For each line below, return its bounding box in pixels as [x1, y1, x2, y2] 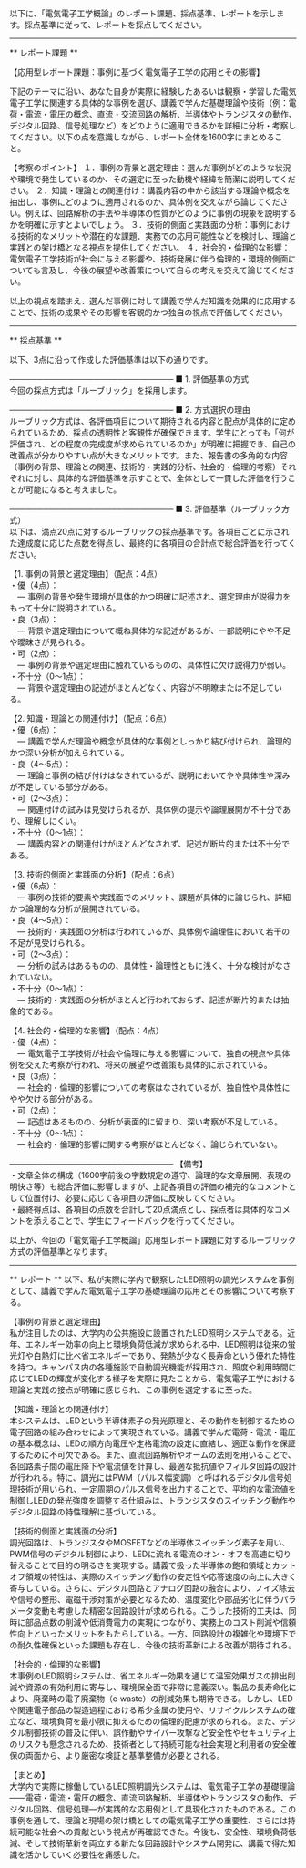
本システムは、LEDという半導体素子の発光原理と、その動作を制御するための [9, 1415, 296, 1426]
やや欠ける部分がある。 [9, 1093, 97, 1104]
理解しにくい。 [25, 816, 82, 826]
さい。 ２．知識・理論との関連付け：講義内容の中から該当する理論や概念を [9, 185, 291, 196]
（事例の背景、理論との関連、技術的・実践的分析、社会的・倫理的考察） [9, 461, 280, 472]
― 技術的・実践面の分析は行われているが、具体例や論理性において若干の [16, 926, 291, 937]
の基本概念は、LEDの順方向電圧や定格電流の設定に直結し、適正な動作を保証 [9, 1438, 296, 1449]
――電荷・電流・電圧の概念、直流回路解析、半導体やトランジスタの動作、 [9, 1792, 289, 1802]
